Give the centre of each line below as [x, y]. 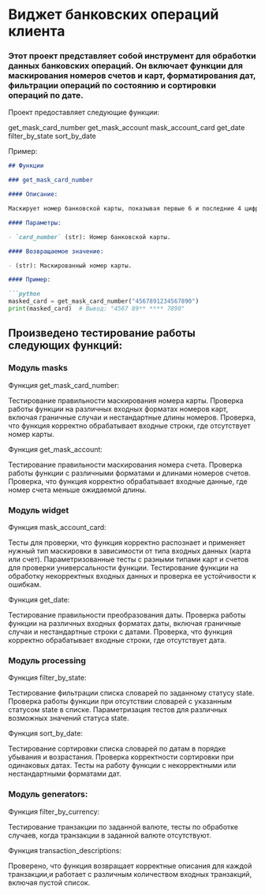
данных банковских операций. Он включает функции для [125, 66]
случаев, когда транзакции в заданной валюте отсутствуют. [110, 835]
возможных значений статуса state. [69, 718]
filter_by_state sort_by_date [52, 136]
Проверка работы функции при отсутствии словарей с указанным [120, 701]
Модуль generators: [48, 794]
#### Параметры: [35, 222]
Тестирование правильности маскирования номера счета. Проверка [125, 464]
